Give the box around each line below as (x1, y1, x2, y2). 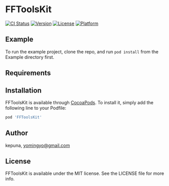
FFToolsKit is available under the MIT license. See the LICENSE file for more (5, 170, 164, 176)
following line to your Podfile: (5, 105, 67, 111)
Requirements (5, 69, 51, 77)
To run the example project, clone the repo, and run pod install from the (5, 48, 159, 54)
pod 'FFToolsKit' (5, 114, 42, 120)
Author (5, 129, 28, 138)
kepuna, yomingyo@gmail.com (5, 142, 70, 148)
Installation (5, 86, 42, 95)
